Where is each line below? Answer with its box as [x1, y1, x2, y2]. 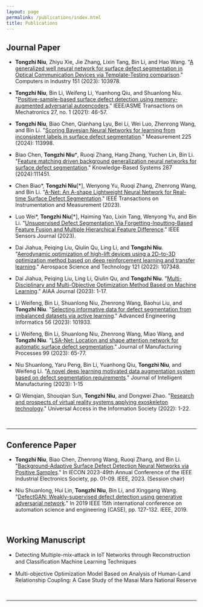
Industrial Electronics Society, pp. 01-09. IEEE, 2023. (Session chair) [14, 475, 185, 482]
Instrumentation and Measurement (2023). [14, 202, 121, 209]
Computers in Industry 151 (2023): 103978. [14, 78, 121, 85]
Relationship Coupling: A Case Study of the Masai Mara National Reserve [14, 576, 197, 583]
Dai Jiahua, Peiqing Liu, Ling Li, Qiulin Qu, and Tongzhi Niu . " [14, 275, 167, 282]
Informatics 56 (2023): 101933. [14, 319, 92, 326]
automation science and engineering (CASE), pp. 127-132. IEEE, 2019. [14, 506, 188, 513]
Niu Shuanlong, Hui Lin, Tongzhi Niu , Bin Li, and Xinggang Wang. [14, 487, 178, 494]
